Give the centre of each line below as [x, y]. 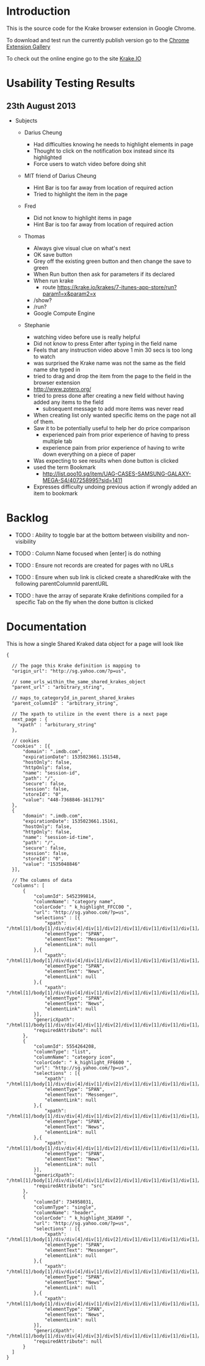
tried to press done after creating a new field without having [109, 395]
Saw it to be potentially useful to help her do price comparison [112, 428]
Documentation [47, 627]
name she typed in [57, 370]
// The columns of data [42, 880]
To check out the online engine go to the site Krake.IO [74, 58]
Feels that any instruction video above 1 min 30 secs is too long [113, 350]
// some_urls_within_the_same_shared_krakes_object [79, 681]
